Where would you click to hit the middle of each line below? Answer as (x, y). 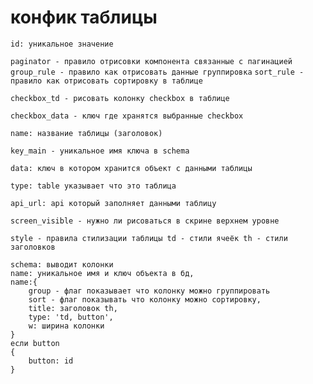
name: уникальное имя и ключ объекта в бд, (102, 273)
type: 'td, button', (71, 317)
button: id (51, 361)
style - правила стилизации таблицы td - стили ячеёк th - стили (149, 238)
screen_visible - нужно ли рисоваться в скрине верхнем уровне (145, 221)
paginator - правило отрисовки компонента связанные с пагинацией (151, 61)
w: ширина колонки (66, 326)
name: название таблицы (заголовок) (86, 133)
